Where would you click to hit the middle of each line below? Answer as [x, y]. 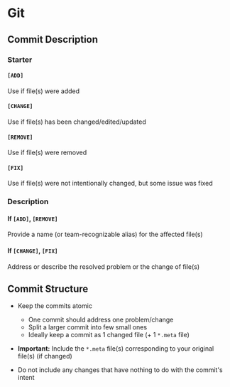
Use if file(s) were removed [47, 153]
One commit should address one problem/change [101, 320]
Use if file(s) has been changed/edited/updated [77, 122]
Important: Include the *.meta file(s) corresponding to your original [116, 349]
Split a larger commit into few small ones [88, 327]
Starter [20, 60]
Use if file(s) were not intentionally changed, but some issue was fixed [110, 184]
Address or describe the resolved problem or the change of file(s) [104, 266]
